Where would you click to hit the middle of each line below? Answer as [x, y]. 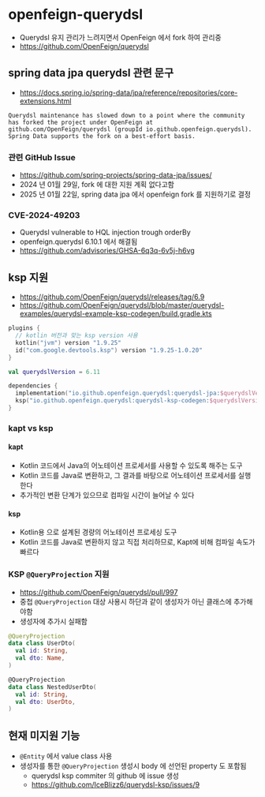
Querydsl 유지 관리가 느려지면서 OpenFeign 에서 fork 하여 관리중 [121, 37]
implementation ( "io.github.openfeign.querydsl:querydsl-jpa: [118, 393]
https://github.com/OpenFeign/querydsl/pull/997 [99, 592]
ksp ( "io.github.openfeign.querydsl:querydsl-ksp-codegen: [113, 401]
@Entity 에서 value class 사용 [66, 756]
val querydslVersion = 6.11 [54, 372]
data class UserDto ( [42, 644]
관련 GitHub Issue [42, 157]
